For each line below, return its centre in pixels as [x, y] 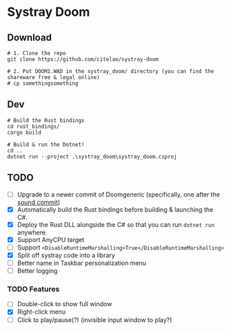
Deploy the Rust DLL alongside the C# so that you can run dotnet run [116, 224]
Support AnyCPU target [51, 239]
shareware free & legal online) [53, 77]
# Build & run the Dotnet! [46, 144]
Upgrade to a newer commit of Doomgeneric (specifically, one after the [119, 194]
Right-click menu [41, 312]
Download [29, 38]
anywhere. [32, 232]
